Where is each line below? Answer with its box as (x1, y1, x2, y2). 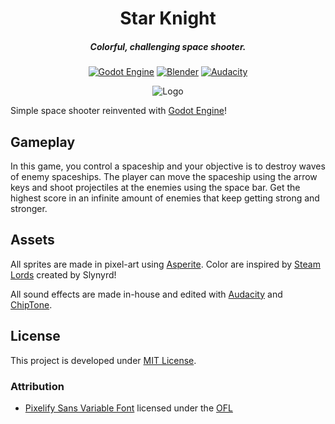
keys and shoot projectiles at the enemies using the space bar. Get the (10, 181, 301, 193)
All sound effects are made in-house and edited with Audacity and (10, 288, 283, 300)
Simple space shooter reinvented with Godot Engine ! (10, 105, 227, 117)
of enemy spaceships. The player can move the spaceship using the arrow (10, 170, 318, 182)
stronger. (10, 202, 48, 214)
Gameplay (10, 133, 76, 151)
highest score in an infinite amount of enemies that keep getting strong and (10, 192, 320, 204)
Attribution (10, 379, 65, 393)
